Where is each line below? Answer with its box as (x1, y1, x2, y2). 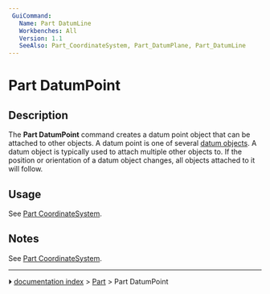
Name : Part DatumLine (18, 19, 92, 27)
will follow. (8, 164, 43, 174)
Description (8, 108, 68, 122)
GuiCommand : (11, 11, 52, 20)
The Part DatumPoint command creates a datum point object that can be (8, 130, 251, 139)
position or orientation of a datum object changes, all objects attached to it (8, 155, 256, 165)
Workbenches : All (18, 27, 78, 35)
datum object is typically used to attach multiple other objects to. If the (8, 147, 243, 157)
